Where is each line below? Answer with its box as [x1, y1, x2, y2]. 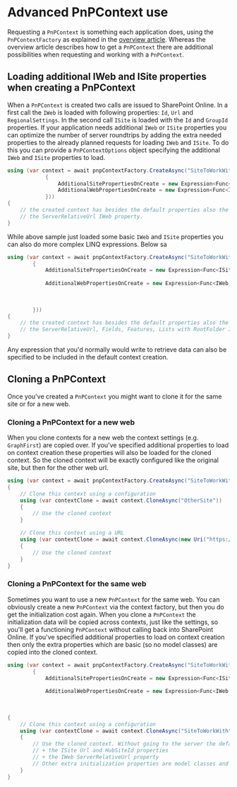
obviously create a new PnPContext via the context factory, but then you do [7, 602, 224, 611]
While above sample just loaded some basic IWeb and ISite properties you [7, 232, 224, 241]
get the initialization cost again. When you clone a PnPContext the [7, 610, 196, 619]
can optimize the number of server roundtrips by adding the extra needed [7, 130, 222, 139]
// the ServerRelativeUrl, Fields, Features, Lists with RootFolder [20, 326, 226, 333]
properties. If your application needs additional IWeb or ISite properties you [7, 123, 227, 132]
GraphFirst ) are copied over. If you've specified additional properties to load [7, 441, 229, 449]
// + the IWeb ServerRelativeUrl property [32, 754, 159, 761]
